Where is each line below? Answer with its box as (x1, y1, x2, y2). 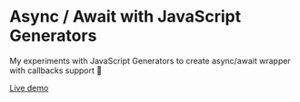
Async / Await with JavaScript (9, 6, 242, 27)
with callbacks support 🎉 (9, 65, 103, 76)
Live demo (9, 82, 49, 93)
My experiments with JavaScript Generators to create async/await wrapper (9, 55, 291, 66)
